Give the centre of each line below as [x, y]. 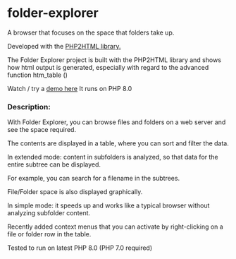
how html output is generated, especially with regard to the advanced [108, 67]
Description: [29, 107]
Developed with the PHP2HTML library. [64, 46]
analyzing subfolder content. [49, 213]
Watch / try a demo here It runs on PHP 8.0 [70, 88]
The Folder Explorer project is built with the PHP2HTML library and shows [114, 60]
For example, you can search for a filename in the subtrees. [94, 179]
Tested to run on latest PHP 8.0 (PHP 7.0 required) [80, 248]
